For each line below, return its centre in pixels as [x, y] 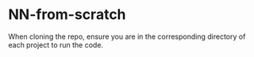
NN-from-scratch [67, 15]
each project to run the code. [56, 44]
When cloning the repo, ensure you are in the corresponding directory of [127, 36]
